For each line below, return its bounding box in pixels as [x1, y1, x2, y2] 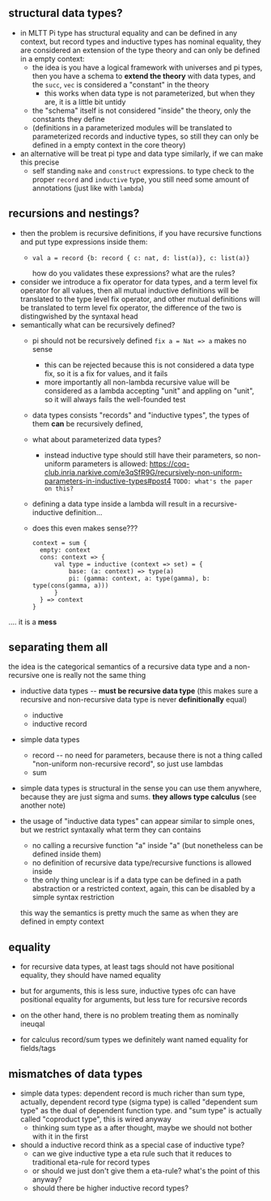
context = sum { [32, 538, 87, 547]
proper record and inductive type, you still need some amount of [32, 174, 249, 184]
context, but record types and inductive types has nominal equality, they [19, 36, 261, 46]
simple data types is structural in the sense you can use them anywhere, [19, 783, 262, 793]
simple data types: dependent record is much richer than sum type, [19, 1088, 245, 1098]
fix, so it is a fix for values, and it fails [44, 368, 168, 378]
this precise [19, 157, 60, 167]
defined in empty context [19, 916, 104, 927]
